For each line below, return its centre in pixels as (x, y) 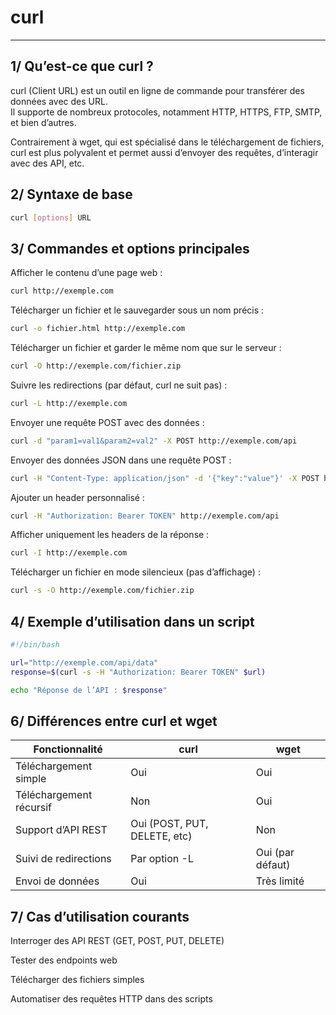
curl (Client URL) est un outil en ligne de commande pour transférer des (157, 90)
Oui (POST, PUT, (169, 824)
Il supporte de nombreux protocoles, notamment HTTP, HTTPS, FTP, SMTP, (166, 112)
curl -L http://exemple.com (69, 403)
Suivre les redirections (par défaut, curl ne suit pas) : (119, 385)
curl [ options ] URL (51, 217)
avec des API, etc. (47, 163)
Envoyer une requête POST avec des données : (107, 422)
